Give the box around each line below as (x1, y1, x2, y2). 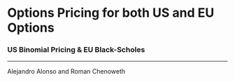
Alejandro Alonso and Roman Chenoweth (7, 67, 126, 76)
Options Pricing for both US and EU (7, 5, 215, 21)
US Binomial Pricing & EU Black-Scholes (7, 45, 145, 55)
